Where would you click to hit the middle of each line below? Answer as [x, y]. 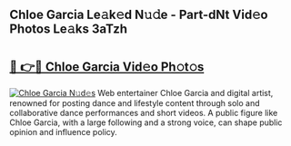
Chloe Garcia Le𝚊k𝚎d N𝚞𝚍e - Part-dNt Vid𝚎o [139, 15]
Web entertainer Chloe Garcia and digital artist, [186, 93]
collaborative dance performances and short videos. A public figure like [144, 113]
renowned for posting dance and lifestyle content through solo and [135, 103]
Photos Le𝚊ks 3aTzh [69, 29]
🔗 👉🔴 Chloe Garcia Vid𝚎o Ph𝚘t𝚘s [107, 67]
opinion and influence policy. [64, 132]
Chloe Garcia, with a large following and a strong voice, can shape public [146, 122]
